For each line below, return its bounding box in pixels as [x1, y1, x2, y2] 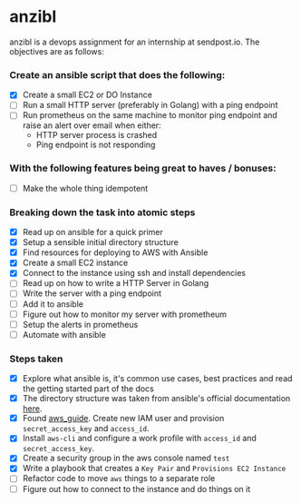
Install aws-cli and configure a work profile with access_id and [22, 433, 257, 444]
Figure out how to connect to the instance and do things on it [22, 483, 251, 494]
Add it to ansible [22, 298, 84, 310]
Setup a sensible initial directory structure [22, 237, 179, 248]
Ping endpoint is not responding [35, 139, 156, 151]
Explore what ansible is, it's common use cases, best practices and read [22, 373, 293, 384]
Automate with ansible [22, 329, 106, 340]
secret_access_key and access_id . [22, 423, 150, 434]
